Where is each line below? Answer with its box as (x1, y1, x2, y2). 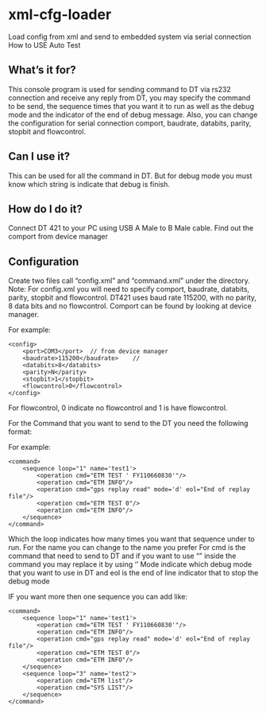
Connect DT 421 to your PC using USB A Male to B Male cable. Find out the (8, 223, 254, 233)
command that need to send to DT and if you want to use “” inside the (8, 551, 237, 561)
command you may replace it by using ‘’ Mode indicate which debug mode (8, 560, 253, 569)
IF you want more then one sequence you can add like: (8, 592, 188, 602)
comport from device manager (8, 232, 109, 242)
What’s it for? (8, 64, 77, 77)
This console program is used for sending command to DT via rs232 (8, 84, 232, 94)
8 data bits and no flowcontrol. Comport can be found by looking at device (8, 301, 252, 311)
